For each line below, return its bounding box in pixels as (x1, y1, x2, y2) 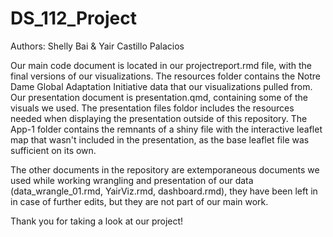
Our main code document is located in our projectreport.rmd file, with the (10, 59, 312, 71)
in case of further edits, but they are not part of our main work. (10, 195, 269, 207)
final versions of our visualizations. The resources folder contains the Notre (10, 70, 321, 82)
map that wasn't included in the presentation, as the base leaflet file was (10, 133, 310, 146)
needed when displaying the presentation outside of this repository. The (10, 112, 308, 124)
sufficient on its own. (10, 144, 97, 156)
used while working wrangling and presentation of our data (10, 174, 254, 186)
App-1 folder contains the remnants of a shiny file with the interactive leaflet (10, 123, 323, 135)
